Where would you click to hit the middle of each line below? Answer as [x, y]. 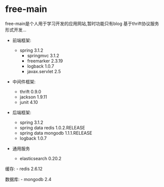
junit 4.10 [29, 102]
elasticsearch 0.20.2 [41, 158]
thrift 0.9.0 [30, 92]
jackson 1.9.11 [33, 97]
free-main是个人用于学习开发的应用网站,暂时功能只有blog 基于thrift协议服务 [82, 23]
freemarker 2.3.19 [45, 61]
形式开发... [16, 30]
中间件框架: [24, 82]
